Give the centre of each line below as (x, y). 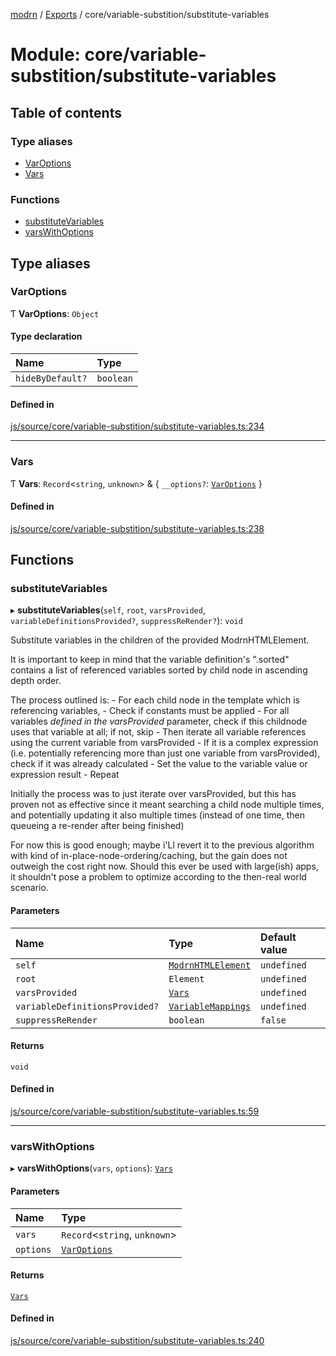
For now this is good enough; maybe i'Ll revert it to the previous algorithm (162, 845)
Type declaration (46, 336)
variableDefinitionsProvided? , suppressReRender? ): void (126, 621)
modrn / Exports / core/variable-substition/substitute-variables (140, 14)
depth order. (36, 681)
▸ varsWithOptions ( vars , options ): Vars (91, 1168)
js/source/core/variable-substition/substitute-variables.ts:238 (137, 528)
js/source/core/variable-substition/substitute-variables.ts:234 (137, 426)
